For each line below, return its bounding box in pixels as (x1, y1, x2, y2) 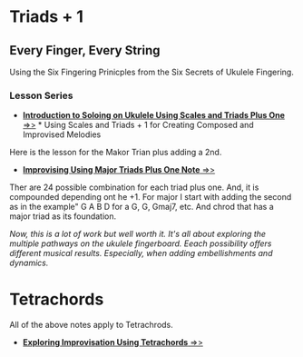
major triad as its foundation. (9, 211, 117, 222)
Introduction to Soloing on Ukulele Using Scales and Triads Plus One (22, 110, 286, 121)
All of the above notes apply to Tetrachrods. (9, 320, 174, 331)
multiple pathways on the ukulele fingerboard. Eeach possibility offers (9, 238, 272, 249)
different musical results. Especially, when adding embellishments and (9, 248, 273, 259)
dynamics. (9, 257, 49, 269)
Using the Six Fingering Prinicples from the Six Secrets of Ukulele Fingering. (9, 66, 295, 77)
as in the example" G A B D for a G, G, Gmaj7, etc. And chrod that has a (9, 202, 274, 213)
